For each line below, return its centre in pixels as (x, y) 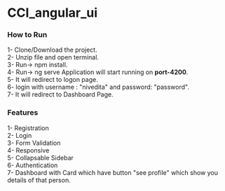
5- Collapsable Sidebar (40, 157)
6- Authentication (33, 165)
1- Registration (28, 128)
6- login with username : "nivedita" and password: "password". (98, 87)
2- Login (20, 135)
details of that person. (39, 180)
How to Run (27, 35)
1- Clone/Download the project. (52, 50)
